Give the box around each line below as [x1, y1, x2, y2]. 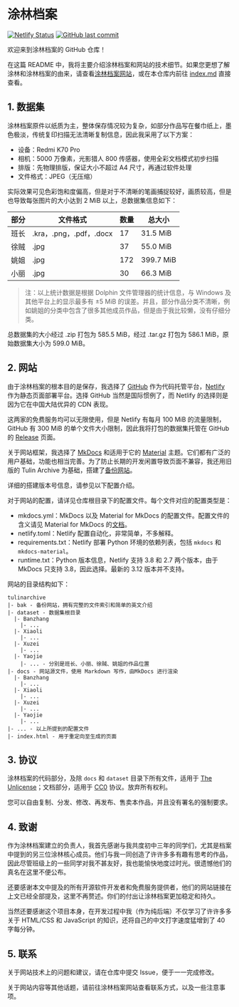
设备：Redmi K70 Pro [17, 145, 80, 154]
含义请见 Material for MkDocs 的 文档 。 [17, 520, 132, 528]
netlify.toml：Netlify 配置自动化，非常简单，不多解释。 [17, 528, 178, 538]
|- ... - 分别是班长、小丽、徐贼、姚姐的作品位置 [20, 660, 149, 667]
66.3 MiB [141, 268, 172, 278]
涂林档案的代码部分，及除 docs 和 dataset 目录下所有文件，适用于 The [7, 774, 212, 783]
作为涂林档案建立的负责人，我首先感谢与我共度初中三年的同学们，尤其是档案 [7, 841, 232, 850]
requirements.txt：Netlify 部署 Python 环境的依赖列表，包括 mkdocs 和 [17, 538, 222, 546]
